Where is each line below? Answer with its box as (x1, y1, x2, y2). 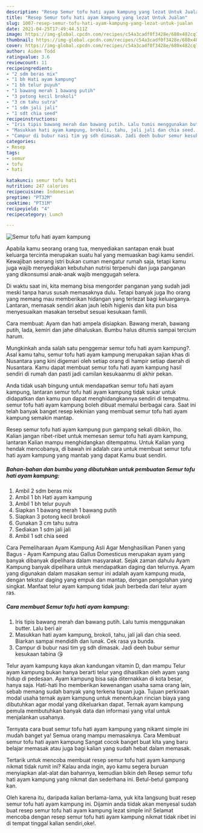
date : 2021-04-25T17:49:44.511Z (6, 25, 88, 32)
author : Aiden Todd (6, 48, 56, 55)
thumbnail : (6, 37, 34, 43)
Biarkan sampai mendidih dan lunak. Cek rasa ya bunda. (14, 637, 155, 645)
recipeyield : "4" (6, 205, 50, 212)
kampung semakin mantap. (6, 414, 74, 422)
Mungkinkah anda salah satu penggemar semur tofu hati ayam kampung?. (6, 345, 191, 352)
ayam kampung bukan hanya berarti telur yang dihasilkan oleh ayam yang (6, 669, 190, 676)
